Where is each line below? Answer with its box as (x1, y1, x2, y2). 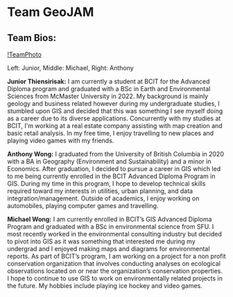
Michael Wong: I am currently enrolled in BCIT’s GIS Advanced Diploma (7, 215, 212, 223)
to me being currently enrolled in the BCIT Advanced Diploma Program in (7, 172, 216, 180)
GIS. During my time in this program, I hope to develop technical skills (7, 179, 206, 188)
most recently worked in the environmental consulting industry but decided (7, 230, 222, 238)
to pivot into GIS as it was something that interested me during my (7, 237, 196, 246)
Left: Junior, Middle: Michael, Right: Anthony (7, 64, 134, 72)
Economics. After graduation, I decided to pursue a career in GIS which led (7, 165, 221, 172)
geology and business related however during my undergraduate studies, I (7, 99, 220, 108)
